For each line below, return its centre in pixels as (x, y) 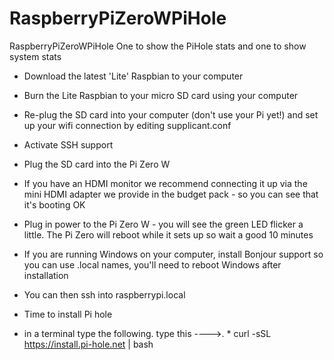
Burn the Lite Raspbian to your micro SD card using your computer (161, 95)
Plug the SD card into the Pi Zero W (97, 164)
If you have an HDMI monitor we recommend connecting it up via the (165, 183)
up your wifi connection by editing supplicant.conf (127, 125)
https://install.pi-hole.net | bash (88, 344)
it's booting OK (54, 204)
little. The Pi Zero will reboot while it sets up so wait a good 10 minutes (168, 234)
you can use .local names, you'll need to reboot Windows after (152, 264)
